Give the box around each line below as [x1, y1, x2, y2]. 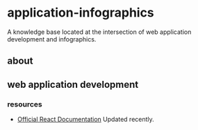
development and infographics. [7, 35, 97, 43]
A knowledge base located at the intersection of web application [7, 28, 192, 36]
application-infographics [7, 5, 154, 21]
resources [7, 99, 43, 109]
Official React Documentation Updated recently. [17, 115, 154, 124]
